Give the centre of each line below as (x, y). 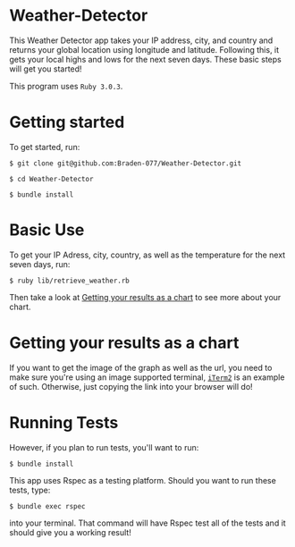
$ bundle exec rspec (48, 506)
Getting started (67, 122)
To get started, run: (45, 147)
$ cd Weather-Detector (51, 179)
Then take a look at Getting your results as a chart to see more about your (145, 297)
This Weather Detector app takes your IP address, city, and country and (141, 40)
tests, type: (30, 490)
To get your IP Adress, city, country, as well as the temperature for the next (147, 255)
